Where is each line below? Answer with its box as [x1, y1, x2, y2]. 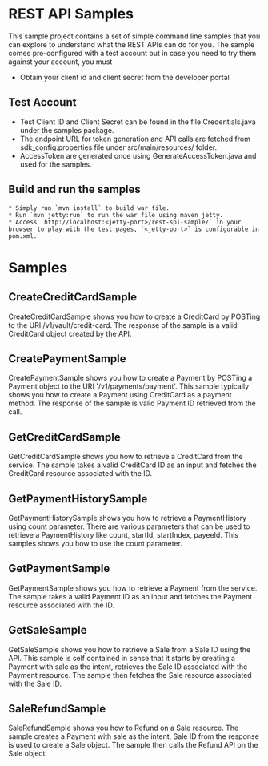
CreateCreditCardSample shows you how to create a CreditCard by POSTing [8, 312, 261, 321]
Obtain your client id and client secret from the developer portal [19, 72, 230, 82]
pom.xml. [8, 232, 38, 240]
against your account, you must [8, 57, 113, 67]
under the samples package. [19, 125, 114, 135]
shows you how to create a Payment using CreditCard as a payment [8, 390, 232, 400]
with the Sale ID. [8, 679, 62, 688]
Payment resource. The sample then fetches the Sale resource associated [8, 670, 252, 679]
